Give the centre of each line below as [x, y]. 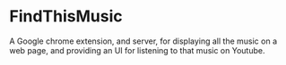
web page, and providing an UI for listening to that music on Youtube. [137, 50]
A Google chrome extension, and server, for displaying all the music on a [143, 41]
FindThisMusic [66, 16]
